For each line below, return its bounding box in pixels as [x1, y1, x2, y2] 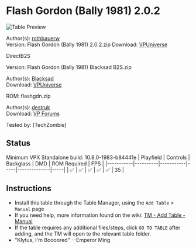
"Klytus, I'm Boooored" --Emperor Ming [14, 236, 111, 243]
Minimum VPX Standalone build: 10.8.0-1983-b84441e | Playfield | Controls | [6, 154, 190, 161]
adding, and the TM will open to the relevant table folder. [14, 230, 152, 237]
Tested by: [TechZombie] [6, 121, 67, 128]
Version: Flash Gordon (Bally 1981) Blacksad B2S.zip [6, 63, 132, 71]
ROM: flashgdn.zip [6, 92, 51, 99]
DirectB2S [6, 52, 30, 59]
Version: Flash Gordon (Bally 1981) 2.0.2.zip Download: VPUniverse [6, 41, 168, 48]
